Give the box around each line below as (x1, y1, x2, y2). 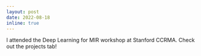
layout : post (6, 8, 39, 15)
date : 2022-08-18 (6, 14, 50, 20)
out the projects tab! (6, 43, 57, 50)
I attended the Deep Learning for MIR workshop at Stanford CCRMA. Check (6, 37, 196, 44)
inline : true (6, 20, 39, 26)
